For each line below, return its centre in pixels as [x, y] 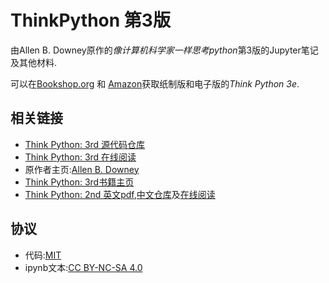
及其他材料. [34, 62]
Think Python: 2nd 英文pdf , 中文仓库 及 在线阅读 [120, 194]
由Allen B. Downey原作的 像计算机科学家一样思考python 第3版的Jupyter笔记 [164, 50]
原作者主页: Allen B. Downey [82, 169]
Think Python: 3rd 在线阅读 [80, 157]
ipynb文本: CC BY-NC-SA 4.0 [83, 267]
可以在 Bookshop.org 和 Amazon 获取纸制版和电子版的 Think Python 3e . [155, 83]
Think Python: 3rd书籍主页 [79, 182]
